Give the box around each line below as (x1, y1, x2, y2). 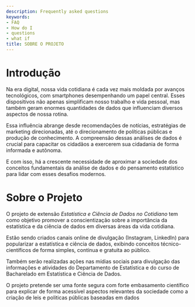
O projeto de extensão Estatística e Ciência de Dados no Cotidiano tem (6, 210, 179, 217)
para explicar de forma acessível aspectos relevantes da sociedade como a (6, 288, 189, 295)
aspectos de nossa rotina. (6, 111, 69, 118)
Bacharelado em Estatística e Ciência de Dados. (6, 270, 122, 277)
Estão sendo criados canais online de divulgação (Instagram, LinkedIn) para (6, 234, 189, 241)
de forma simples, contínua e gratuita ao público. (32, 246, 151, 253)
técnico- (160, 240, 182, 247)
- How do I (6, 25, 33, 31)
